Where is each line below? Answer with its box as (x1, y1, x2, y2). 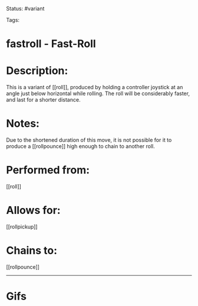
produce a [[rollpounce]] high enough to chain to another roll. (6, 143, 155, 150)
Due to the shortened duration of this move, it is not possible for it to (6, 136, 172, 144)
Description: (6, 64, 68, 77)
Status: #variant (6, 5, 45, 12)
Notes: (6, 117, 40, 131)
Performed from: (6, 164, 90, 177)
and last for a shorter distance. (6, 96, 81, 103)
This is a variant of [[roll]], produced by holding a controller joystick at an (6, 84, 183, 91)
